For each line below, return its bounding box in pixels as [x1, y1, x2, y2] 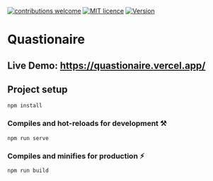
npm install [7, 103, 42, 110]
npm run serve [7, 134, 50, 141]
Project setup [7, 83, 69, 95]
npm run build [7, 167, 50, 174]
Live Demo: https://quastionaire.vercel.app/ [7, 59, 206, 71]
